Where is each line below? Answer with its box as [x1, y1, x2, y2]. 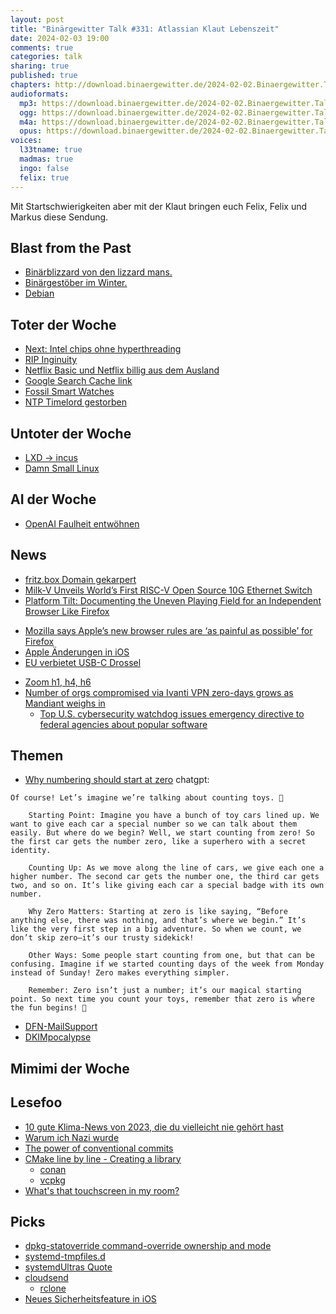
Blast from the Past [10, 239, 132, 256]
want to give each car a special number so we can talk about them [10, 819, 298, 830]
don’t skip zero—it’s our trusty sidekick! [10, 933, 195, 943]
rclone [39, 1282, 67, 1295]
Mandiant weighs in [24, 697, 106, 709]
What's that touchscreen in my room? [24, 1184, 180, 1196]
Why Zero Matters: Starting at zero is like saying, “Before [28, 907, 288, 917]
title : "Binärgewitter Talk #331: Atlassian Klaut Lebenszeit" [10, 24, 280, 34]
